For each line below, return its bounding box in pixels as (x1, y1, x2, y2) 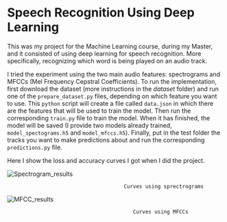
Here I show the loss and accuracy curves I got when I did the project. (7, 156, 205, 164)
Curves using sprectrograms (123, 183, 204, 190)
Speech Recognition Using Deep (7, 5, 195, 21)
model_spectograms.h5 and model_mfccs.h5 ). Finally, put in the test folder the (7, 129, 221, 137)
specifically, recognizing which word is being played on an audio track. (7, 56, 208, 65)
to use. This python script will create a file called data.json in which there (7, 99, 214, 107)
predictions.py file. (7, 143, 63, 151)
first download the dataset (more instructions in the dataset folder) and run (7, 85, 219, 93)
